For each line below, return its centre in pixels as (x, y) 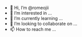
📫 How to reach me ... (33, 29)
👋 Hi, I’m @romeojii (29, 8)
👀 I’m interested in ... (31, 13)
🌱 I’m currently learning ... (36, 18)
